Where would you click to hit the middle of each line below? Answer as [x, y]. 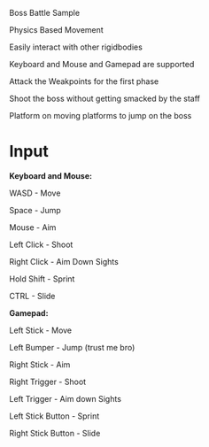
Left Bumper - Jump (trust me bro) [72, 347]
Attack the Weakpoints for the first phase [84, 81]
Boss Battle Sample [45, 13]
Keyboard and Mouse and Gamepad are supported [102, 64]
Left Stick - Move [41, 330]
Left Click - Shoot [41, 244]
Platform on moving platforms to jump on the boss [101, 116]
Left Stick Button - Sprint [54, 416]
